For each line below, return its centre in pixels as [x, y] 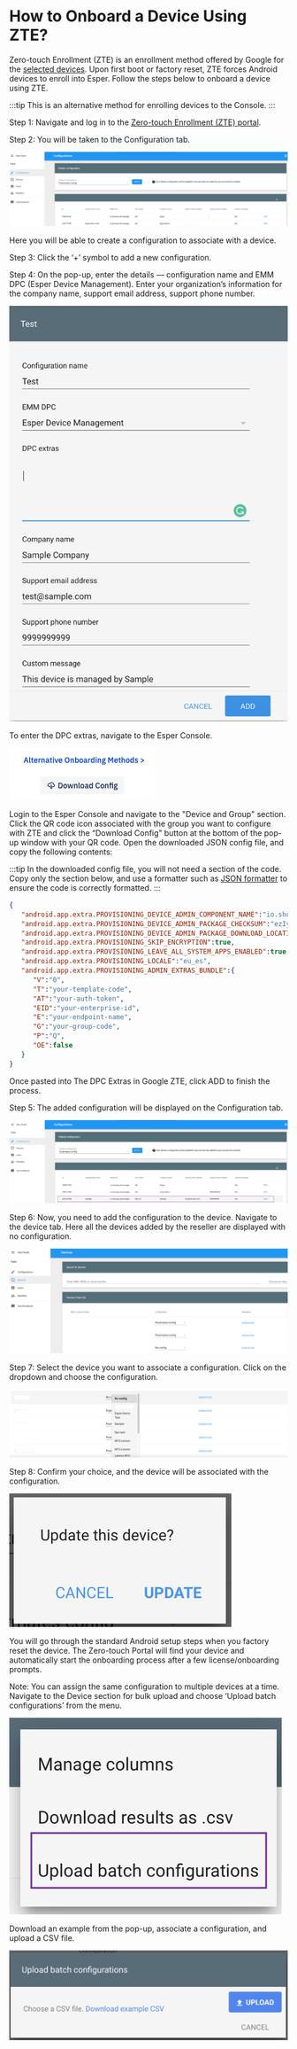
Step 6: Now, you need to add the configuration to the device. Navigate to [143, 1217]
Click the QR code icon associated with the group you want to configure [140, 823]
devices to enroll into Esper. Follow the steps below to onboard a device [140, 78]
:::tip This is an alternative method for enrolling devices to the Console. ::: [142, 105]
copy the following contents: [61, 852]
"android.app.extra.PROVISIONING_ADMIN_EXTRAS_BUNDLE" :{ [128, 971]
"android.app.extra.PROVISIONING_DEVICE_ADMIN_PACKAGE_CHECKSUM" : [146, 923]
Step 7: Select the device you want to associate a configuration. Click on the [148, 1367]
